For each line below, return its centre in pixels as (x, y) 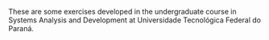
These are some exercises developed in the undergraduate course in (122, 12)
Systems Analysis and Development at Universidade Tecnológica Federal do (135, 20)
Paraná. (21, 28)
